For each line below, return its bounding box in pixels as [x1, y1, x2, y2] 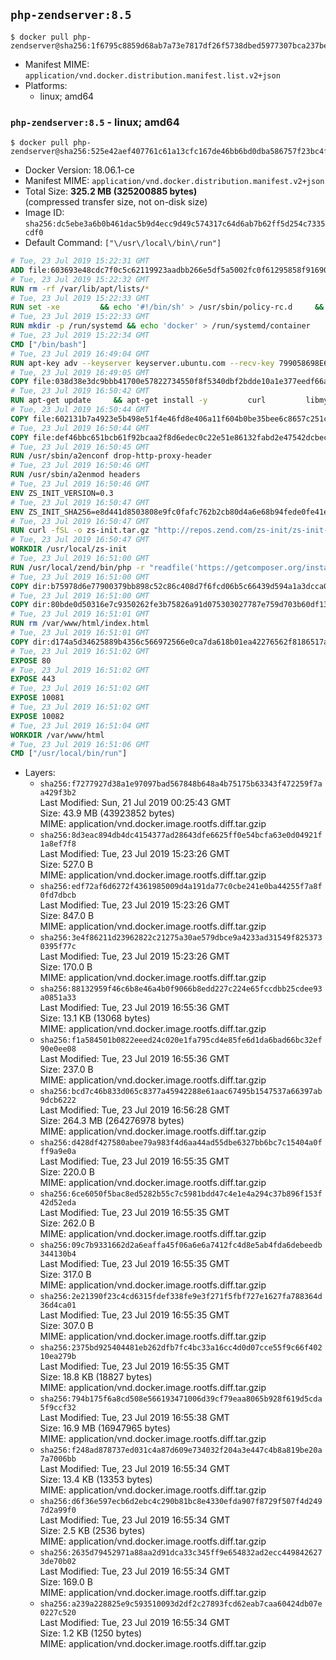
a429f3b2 [39, 788, 77, 798]
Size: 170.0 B [39, 961, 93, 973]
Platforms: [24, 79, 68, 91]
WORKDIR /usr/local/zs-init [10, 544, 128, 554]
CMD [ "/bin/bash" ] [10, 339, 87, 349]
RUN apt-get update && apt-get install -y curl [10, 395, 267, 406]
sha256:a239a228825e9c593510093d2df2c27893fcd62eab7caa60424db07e [39, 1599, 323, 1609]
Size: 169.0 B [39, 1576, 93, 1588]
